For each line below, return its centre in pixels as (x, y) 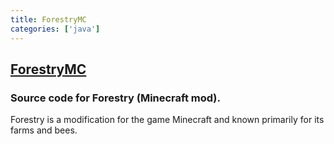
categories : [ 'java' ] (55, 29)
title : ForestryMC (48, 19)
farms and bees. (44, 130)
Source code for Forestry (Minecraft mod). (115, 98)
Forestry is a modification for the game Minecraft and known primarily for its (167, 120)
